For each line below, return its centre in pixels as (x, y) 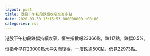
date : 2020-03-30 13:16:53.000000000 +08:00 (52, 19)
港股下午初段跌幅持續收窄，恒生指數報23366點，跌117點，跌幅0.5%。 (76, 38)
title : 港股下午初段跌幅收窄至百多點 (39, 14)
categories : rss (22, 24)
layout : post (19, 10)
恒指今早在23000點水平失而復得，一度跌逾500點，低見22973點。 (72, 49)
